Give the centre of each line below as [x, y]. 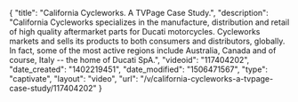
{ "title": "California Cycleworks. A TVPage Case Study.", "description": [139, 13]
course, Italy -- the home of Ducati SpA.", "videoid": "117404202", [129, 60]
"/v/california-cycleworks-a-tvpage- [207, 78]
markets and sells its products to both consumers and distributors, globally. [147, 41]
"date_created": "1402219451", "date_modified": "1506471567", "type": [139, 69]
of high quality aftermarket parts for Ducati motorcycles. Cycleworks [135, 31]
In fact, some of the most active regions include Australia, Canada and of [143, 51]
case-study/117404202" [53, 88]
